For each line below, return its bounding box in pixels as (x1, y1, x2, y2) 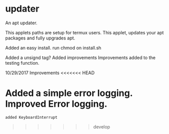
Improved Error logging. (5, 98, 108, 110)
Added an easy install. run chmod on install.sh (5, 44, 102, 51)
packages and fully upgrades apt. (5, 35, 75, 41)
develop (93, 123, 110, 129)
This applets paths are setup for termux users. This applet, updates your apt (5, 29, 164, 35)
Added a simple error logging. (5, 87, 133, 99)
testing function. (5, 60, 39, 66)
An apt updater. (5, 20, 38, 26)
